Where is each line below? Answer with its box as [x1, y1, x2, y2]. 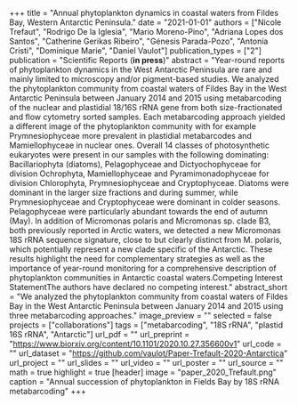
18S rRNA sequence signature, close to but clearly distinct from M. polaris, [9, 235, 283, 245]
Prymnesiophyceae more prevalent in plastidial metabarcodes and [9, 131, 252, 141]
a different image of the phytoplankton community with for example [9, 121, 256, 132]
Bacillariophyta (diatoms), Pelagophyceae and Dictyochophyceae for [9, 159, 262, 169]
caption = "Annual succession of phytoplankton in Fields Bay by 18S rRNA [9, 377, 280, 386]
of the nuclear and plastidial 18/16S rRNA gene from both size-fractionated [9, 102, 283, 112]
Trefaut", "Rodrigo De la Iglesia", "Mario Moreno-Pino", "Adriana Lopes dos [9, 27, 284, 36]
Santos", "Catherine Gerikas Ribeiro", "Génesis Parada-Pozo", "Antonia [9, 36, 269, 46]
